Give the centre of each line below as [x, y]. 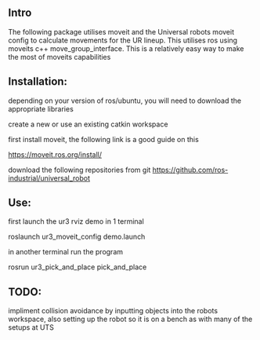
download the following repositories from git [79, 170]
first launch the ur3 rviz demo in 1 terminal [76, 221]
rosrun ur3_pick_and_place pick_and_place [78, 267]
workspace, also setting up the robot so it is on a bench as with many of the [130, 319]
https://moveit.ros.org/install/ [55, 154]
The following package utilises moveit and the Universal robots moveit [121, 31]
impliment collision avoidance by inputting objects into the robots [113, 311]
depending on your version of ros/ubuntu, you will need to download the [125, 101]
